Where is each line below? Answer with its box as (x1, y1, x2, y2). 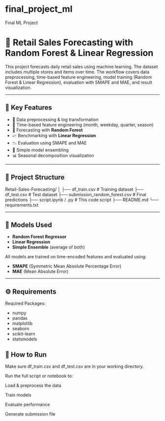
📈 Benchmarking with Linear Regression (12, 132, 96, 138)
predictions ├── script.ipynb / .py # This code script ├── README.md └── (5, 197, 159, 203)
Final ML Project (5, 20, 38, 26)
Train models (5, 392, 32, 398)
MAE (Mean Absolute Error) (12, 269, 69, 274)
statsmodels (12, 336, 37, 342)
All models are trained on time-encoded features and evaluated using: (5, 254, 147, 260)
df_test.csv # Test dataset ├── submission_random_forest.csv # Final (5, 191, 146, 197)
